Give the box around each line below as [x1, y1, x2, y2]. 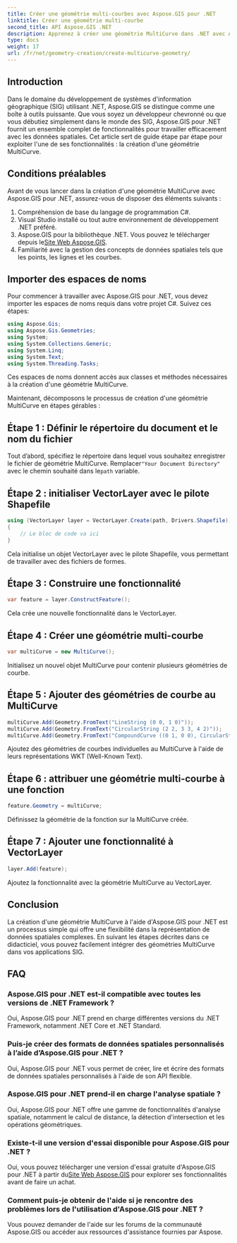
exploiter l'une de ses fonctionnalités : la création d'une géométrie [7, 139, 200, 148]
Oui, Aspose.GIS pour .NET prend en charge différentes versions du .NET [7, 1014, 220, 1023]
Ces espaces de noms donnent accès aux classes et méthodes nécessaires [7, 372, 228, 382]
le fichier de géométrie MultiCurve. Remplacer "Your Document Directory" [7, 459, 221, 468]
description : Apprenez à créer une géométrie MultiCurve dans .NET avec [7, 30, 226, 37]
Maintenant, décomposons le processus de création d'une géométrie [7, 394, 208, 403]
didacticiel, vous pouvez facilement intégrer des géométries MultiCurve [7, 940, 215, 948]
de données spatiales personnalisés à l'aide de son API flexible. [7, 1071, 193, 1080]
